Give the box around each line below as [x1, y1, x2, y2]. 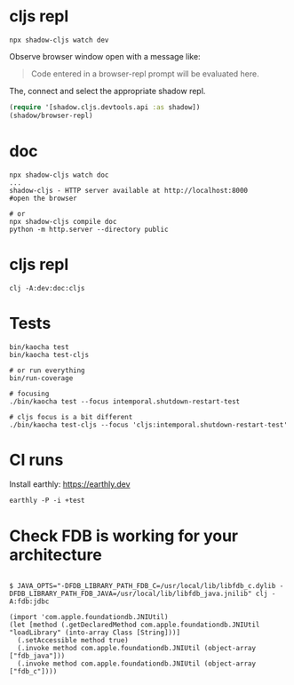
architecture [9, 545, 102, 565]
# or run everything [9, 366, 86, 375]
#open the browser [9, 194, 77, 203]
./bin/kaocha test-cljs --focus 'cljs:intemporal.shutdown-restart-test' [9, 420, 289, 429]
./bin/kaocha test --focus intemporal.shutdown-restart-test [9, 397, 241, 406]
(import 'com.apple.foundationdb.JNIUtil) [9, 613, 169, 622]
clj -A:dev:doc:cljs [9, 283, 86, 292]
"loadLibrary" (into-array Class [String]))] [9, 628, 180, 637]
